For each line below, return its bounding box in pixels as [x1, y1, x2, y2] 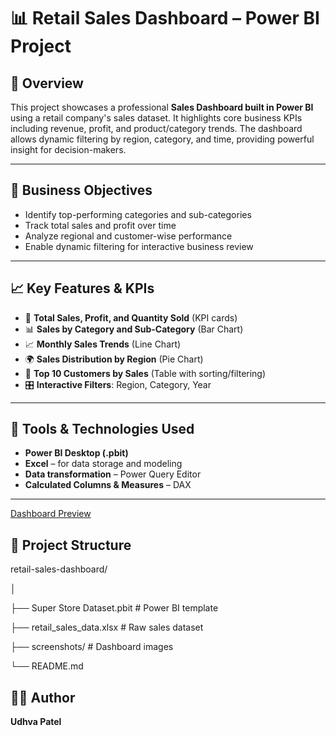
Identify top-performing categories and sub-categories [24, 208, 252, 220]
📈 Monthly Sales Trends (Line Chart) [24, 338, 182, 350]
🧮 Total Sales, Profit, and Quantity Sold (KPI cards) [24, 311, 238, 324]
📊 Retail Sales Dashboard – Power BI [10, 7, 320, 30]
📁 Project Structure [10, 536, 132, 554]
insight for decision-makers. [10, 144, 127, 155]
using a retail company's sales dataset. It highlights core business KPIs [10, 112, 303, 124]
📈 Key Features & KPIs [10, 280, 155, 297]
